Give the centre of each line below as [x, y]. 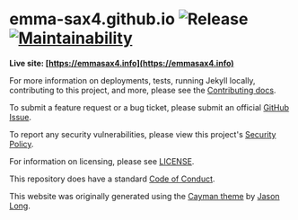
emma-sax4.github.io [92, 19]
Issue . [21, 117]
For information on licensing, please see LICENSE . [102, 161]
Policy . [22, 144]
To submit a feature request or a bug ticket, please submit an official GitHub [149, 107]
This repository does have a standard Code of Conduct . [112, 179]
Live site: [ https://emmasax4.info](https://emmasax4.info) [122, 63]
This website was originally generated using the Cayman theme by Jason [145, 196]
